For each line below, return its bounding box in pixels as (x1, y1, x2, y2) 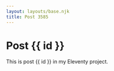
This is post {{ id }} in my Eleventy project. (6, 58, 109, 65)
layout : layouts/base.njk (6, 8, 69, 15)
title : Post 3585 (6, 14, 49, 20)
